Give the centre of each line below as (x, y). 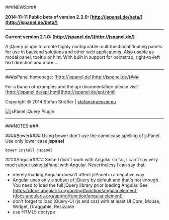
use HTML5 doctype (34, 212)
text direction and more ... (32, 63)
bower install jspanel (29, 150)
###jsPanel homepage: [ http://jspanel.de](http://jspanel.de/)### (72, 77)
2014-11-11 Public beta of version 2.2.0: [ (49, 17)
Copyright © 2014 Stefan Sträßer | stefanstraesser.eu (61, 102)
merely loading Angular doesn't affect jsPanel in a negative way (78, 175)
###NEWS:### (21, 7)
